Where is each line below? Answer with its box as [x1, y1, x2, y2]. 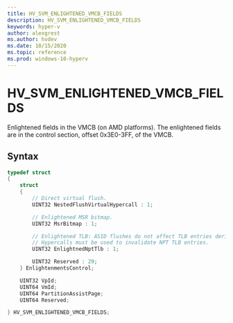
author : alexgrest [7, 29, 60, 37]
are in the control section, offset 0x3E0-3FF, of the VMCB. [7, 130, 174, 139]
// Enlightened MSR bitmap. [32, 213, 113, 221]
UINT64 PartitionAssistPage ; [19, 290, 104, 297]
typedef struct [7, 169, 51, 176]
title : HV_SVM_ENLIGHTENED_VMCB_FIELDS [7, 10, 123, 17]
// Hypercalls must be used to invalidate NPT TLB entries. [32, 239, 209, 247]
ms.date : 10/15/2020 [7, 42, 67, 49]
